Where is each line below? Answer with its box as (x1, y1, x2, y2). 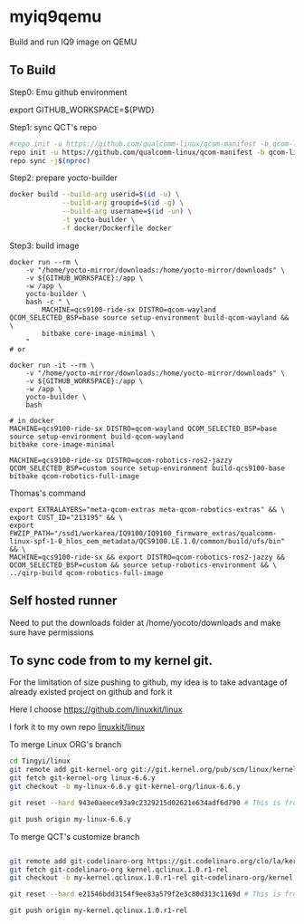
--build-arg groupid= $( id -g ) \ (62, 198, 184, 207)
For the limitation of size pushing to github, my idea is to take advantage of (9, 677, 288, 688)
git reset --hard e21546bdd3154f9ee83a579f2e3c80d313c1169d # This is (9, 890, 281, 899)
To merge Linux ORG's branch (9, 739, 122, 750)
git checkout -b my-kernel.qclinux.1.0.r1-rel (9, 873, 188, 882)
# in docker (9, 416, 54, 425)
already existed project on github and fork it (9, 687, 173, 698)
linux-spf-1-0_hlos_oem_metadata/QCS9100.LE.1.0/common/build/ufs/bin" (9, 536, 285, 545)
